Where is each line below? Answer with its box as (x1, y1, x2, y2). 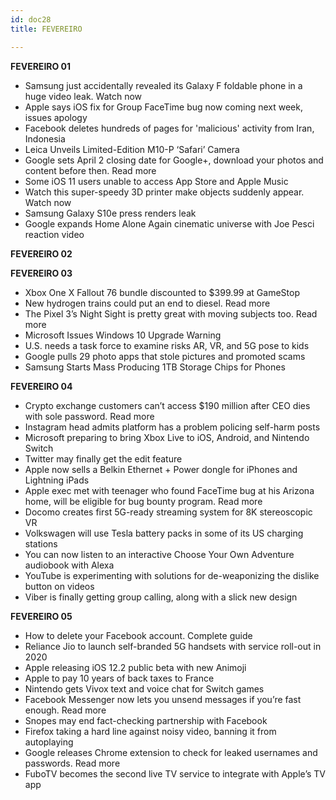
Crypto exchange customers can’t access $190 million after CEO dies (24, 399, 311, 411)
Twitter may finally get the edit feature (24, 452, 183, 465)
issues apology (24, 111, 88, 123)
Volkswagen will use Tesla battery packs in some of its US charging (24, 527, 304, 539)
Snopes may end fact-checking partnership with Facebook (24, 714, 268, 726)
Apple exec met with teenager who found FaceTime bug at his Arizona (24, 484, 315, 496)
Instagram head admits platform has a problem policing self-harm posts (24, 421, 321, 433)
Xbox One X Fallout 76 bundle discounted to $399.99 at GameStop (24, 286, 300, 298)
